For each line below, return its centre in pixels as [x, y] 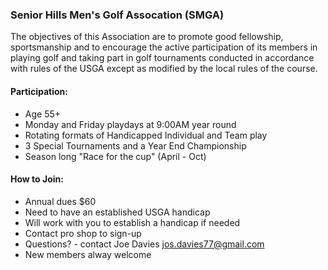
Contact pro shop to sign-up [83, 233]
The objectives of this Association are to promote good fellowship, [147, 37]
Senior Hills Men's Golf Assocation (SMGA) [117, 15]
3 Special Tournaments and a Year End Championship [135, 145]
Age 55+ [43, 114]
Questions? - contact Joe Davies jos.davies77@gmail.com [144, 244]
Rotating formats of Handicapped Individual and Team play [146, 135]
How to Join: [37, 179]
